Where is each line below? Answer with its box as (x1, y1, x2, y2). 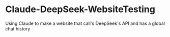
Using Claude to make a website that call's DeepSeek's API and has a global (5, 20, 165, 26)
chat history (5, 25, 31, 31)
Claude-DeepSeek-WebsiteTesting (5, 4, 155, 15)
